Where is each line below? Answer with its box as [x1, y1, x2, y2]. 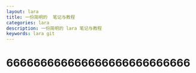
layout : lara [6, 8, 39, 15]
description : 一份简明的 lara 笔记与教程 [6, 25, 102, 31]
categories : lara [6, 20, 50, 26]
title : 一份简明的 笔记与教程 [6, 14, 76, 20]
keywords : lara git [6, 31, 55, 37]
